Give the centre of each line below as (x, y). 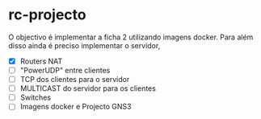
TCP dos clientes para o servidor (75, 80)
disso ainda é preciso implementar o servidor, (84, 45)
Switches (35, 97)
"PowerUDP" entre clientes (65, 70)
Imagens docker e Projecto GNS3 (76, 107)
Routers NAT (41, 61)
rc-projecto (47, 15)
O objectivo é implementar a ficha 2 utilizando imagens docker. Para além (131, 37)
